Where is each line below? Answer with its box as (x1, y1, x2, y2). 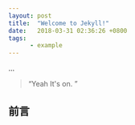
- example (29, 42, 63, 50)
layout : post (8, 11, 52, 20)
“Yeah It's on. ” (27, 79, 78, 89)
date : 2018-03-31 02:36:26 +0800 (8, 26, 128, 34)
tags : (8, 34, 27, 42)
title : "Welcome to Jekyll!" (8, 19, 110, 27)
